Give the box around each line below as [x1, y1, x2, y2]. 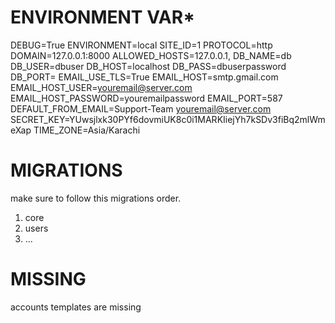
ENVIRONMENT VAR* [10, 6, 196, 29]
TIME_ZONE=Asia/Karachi [33, 124, 141, 136]
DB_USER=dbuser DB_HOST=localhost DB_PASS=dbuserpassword [10, 60, 287, 72]
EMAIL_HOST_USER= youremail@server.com [10, 81, 193, 93]
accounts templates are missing [10, 301, 142, 313]
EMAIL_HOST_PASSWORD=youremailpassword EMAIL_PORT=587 [10, 92, 283, 104]
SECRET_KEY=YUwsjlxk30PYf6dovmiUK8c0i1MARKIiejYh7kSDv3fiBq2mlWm [10, 113, 326, 125]
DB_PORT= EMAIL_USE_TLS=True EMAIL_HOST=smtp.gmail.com [10, 71, 279, 83]
